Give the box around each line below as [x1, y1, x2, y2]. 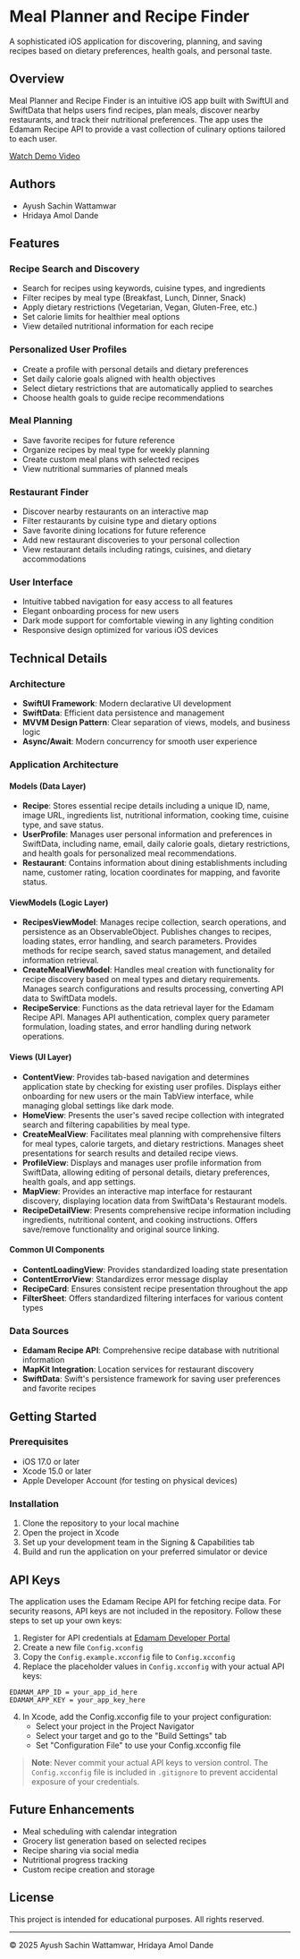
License [9, 1890, 54, 1905]
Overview [9, 72, 65, 87]
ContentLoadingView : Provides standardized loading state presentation [21, 1264, 288, 1275]
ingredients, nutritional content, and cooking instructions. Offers [21, 1214, 258, 1225]
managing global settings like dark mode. [21, 1099, 174, 1111]
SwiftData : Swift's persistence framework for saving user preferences [21, 1373, 281, 1384]
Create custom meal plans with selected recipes [21, 454, 200, 465]
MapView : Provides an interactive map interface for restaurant [21, 1185, 253, 1196]
